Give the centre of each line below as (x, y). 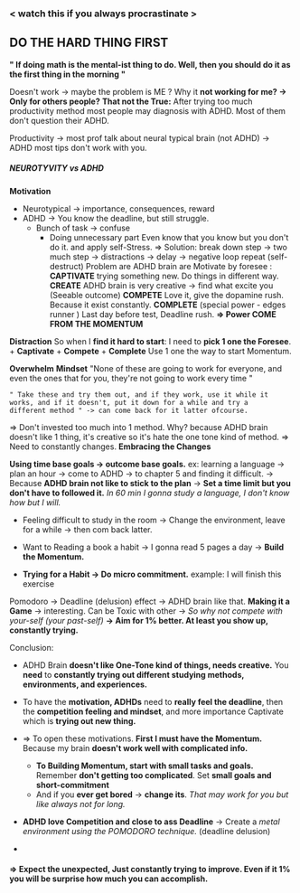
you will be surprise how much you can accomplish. (109, 879)
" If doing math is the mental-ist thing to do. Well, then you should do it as (150, 64)
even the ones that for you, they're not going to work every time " (131, 378)
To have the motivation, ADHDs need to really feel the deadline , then (153, 701)
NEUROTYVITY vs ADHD (56, 168)
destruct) (66, 266)
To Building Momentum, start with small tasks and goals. (145, 766)
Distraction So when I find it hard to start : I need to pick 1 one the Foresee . (150, 341)
